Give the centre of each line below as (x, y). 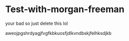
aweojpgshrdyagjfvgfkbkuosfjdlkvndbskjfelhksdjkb (58, 33)
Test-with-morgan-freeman (65, 9)
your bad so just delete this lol (37, 23)
